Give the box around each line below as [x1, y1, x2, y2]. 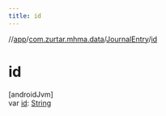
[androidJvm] [8, 89, 54, 99]
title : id [8, 11, 42, 20]
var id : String [8, 98, 52, 108]
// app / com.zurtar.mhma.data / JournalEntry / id [8, 34, 158, 44]
